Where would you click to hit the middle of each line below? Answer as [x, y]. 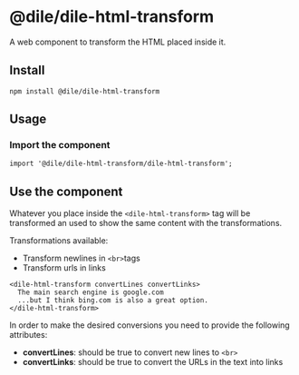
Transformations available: [59, 241]
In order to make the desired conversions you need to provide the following [149, 325]
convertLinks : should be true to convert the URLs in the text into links [153, 362]
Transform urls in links [64, 268]
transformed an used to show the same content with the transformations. [146, 223]
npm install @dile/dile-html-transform [85, 91]
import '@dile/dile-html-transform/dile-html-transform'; [121, 164]
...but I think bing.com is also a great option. [113, 301]
